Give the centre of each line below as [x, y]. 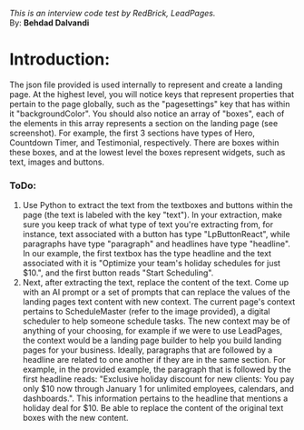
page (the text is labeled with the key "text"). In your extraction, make [152, 215]
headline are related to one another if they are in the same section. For [154, 360]
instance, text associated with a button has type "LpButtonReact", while [156, 235]
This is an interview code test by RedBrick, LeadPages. [113, 13]
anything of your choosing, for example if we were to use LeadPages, [152, 331]
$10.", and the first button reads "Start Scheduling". [118, 273]
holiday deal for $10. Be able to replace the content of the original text [153, 408]
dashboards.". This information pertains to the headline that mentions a [155, 398]
